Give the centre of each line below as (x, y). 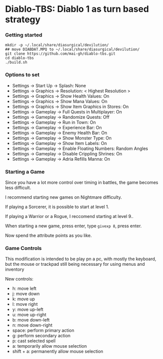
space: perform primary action (43, 330)
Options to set (22, 75)
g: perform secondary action (41, 336)
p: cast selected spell (34, 341)
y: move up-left (28, 310)
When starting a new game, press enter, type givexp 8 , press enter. (73, 226)
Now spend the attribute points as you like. (49, 236)
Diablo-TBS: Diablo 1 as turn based (77, 9)
